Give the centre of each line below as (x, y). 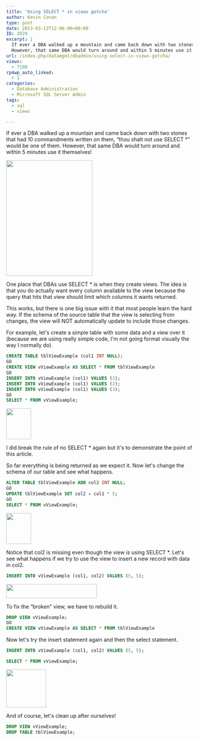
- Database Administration (45, 89)
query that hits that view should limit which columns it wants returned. (92, 297)
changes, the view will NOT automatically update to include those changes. (98, 321)
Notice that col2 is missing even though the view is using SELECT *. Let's (95, 552)
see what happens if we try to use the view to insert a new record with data (98, 559)
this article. (20, 454)
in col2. (15, 565)
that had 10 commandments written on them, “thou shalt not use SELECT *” (98, 140)
